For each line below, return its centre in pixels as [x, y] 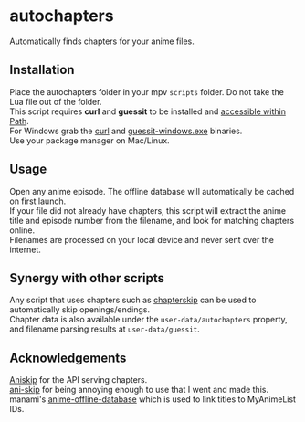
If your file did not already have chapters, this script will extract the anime [147, 210]
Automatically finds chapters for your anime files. [102, 41]
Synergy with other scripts [87, 278]
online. [22, 230]
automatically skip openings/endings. [80, 310]
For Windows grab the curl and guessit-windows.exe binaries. [126, 131]
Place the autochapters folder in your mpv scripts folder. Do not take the [147, 91]
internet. [25, 249]
